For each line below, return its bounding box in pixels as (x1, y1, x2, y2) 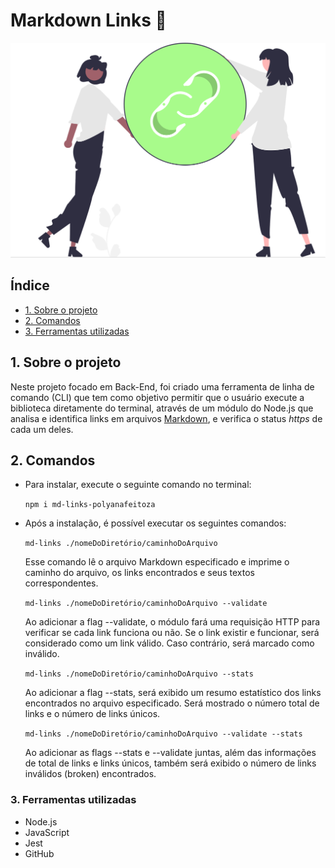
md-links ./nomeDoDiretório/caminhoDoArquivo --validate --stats (24, 729, 303, 739)
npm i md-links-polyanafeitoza (24, 500, 156, 510)
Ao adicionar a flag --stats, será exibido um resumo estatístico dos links (24, 687, 322, 699)
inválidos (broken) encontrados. (24, 768, 157, 780)
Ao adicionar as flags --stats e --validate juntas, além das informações (24, 747, 317, 759)
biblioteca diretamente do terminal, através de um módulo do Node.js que (10, 402, 314, 414)
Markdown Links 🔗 (10, 9, 167, 32)
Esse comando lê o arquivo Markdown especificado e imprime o (24, 556, 290, 568)
